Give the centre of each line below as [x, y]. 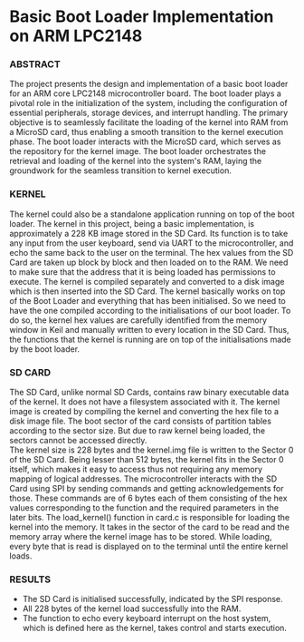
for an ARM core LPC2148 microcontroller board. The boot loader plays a [146, 93]
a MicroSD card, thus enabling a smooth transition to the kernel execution [146, 132]
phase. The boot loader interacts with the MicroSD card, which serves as [145, 141]
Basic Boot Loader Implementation [142, 17]
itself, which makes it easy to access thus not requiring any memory [136, 470]
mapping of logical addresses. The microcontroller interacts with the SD [143, 479]
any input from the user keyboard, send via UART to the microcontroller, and [152, 243]
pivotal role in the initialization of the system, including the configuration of [148, 103]
